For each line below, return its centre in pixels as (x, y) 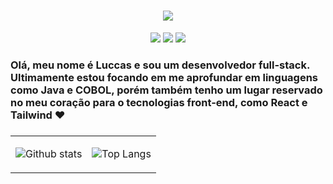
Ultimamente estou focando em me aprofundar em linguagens (164, 77)
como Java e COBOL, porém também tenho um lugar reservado (166, 90)
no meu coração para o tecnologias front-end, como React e (159, 102)
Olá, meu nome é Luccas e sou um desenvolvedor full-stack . (160, 65)
